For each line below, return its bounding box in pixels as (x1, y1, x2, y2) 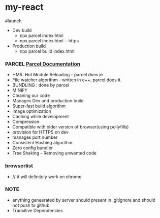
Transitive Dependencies (12, 207, 63, 213)
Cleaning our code (12, 93, 50, 98)
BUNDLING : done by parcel (12, 82, 69, 88)
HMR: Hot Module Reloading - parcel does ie (12, 72, 103, 78)
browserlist (5, 162, 33, 169)
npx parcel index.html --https (19, 37, 79, 43)
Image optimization (12, 108, 52, 114)
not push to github (12, 202, 50, 208)
